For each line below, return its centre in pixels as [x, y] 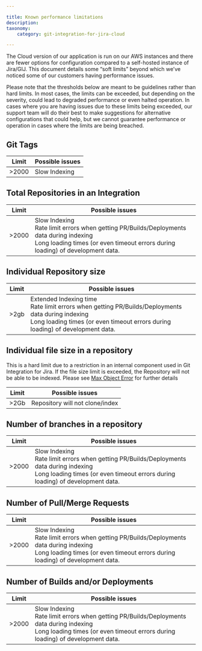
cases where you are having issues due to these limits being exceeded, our [99, 107]
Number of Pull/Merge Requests [68, 503]
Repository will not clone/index [75, 403]
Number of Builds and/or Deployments [80, 581]
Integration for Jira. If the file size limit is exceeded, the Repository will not [98, 371]
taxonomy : [19, 28]
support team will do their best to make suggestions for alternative [89, 113]
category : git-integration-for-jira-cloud [71, 34]
